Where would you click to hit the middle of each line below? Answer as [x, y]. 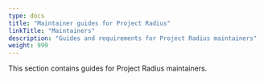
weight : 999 [28, 46]
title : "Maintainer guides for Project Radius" [90, 23]
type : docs [27, 16]
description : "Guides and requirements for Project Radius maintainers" [133, 38]
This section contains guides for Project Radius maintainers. [108, 68]
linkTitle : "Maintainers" [52, 30]
